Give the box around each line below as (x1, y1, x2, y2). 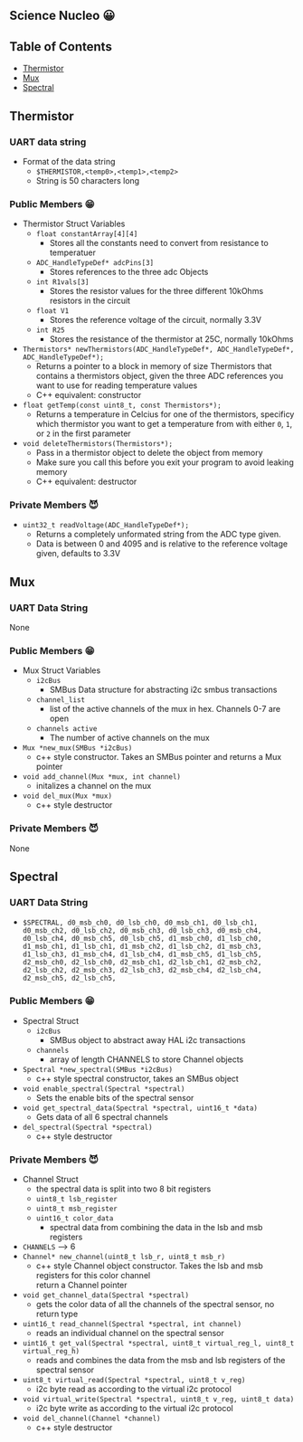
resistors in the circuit (49, 295, 131, 307)
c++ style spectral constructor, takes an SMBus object (35, 1073, 240, 1084)
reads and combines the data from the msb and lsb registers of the (35, 1355, 286, 1366)
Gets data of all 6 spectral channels (35, 1111, 169, 1122)
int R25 (35, 326, 65, 335)
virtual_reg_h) (22, 1347, 80, 1356)
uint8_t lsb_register (35, 1195, 118, 1204)
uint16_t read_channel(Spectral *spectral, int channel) (22, 1320, 242, 1329)
